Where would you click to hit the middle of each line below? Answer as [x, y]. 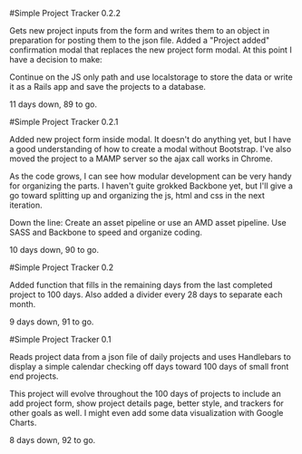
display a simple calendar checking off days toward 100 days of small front [149, 367]
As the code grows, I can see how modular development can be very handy [151, 176]
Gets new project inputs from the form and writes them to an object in [140, 30]
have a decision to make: [56, 59]
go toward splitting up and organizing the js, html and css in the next [137, 195]
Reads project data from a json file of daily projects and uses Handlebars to [151, 357]
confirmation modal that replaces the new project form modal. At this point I [151, 50]
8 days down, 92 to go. [53, 440]
